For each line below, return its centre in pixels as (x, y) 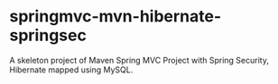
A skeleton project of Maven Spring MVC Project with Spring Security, (139, 60)
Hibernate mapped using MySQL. (71, 70)
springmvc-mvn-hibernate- (116, 17)
